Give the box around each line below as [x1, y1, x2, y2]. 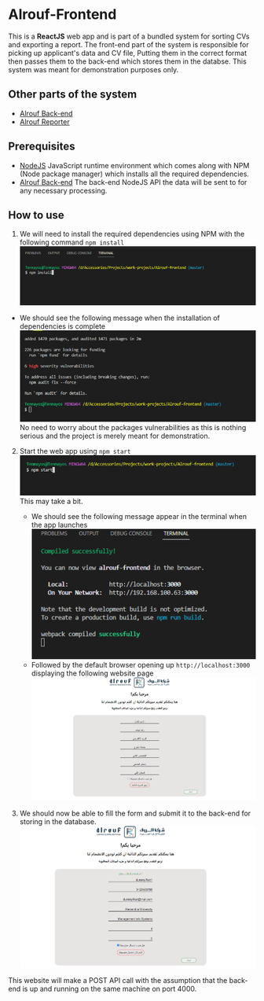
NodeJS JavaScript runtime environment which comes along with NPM [19, 160, 250, 170]
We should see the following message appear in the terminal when [31, 512, 247, 521]
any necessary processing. [19, 186, 108, 195]
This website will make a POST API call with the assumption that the [8, 975, 228, 984]
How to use [8, 208, 64, 222]
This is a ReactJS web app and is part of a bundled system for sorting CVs [8, 31, 250, 41]
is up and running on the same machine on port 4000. [22, 984, 197, 993]
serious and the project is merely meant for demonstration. [19, 431, 211, 440]
